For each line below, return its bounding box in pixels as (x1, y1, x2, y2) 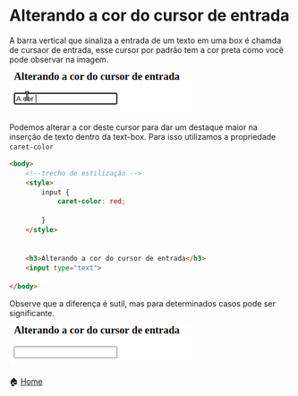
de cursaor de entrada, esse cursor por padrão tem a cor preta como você (9, 44, 285, 55)
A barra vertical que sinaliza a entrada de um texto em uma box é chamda (9, 35, 282, 46)
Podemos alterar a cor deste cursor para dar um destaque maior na (9, 122, 258, 133)
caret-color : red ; (56, 197, 126, 206)
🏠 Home (9, 376, 43, 387)
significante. (9, 308, 55, 319)
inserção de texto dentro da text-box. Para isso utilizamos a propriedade (9, 131, 277, 142)
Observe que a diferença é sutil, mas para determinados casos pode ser (9, 298, 276, 309)
